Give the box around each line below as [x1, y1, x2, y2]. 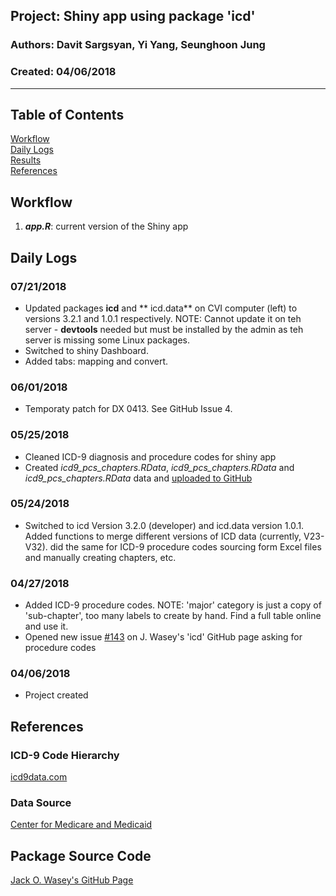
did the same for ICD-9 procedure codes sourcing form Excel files [49, 540, 322, 553]
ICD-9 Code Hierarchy [10, 748, 120, 762]
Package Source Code [10, 847, 152, 864]
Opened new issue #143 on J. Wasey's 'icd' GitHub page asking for [24, 631, 303, 643]
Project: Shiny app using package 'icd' [10, 8, 256, 25]
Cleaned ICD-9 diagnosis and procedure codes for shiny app [24, 450, 277, 463]
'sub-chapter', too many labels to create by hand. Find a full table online [24, 610, 322, 622]
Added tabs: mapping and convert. [24, 355, 169, 367]
